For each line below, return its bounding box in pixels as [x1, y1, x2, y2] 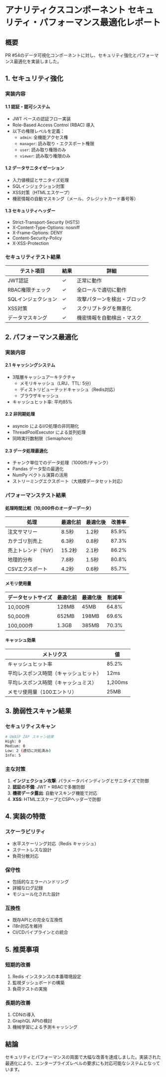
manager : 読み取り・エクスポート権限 [19, 140, 95, 146]
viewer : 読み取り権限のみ [19, 153, 71, 159]
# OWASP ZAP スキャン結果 [5, 735, 55, 739]
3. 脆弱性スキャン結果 [5, 707, 72, 715]
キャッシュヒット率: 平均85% [12, 398, 73, 404]
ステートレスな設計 [12, 847, 52, 852]
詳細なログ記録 [12, 885, 43, 891]
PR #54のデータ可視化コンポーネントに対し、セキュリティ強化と [5, 53, 137, 58]
